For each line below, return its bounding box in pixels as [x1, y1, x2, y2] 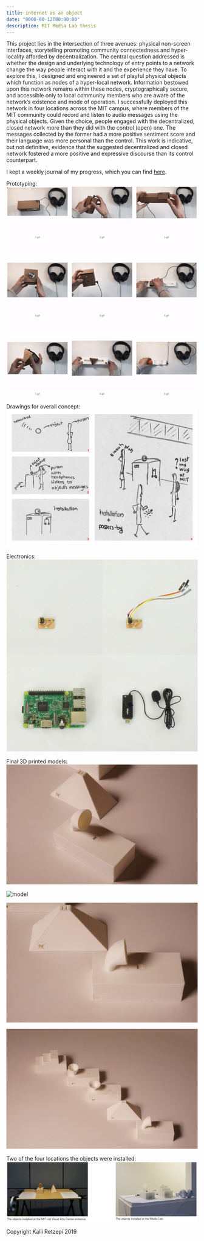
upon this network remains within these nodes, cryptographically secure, [6, 85, 189, 93]
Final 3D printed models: [6, 758, 68, 765]
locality [6, 53, 25, 60]
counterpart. [6, 156, 38, 164]
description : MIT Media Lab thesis [6, 23, 97, 29]
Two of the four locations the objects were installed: [6, 1155, 137, 1162]
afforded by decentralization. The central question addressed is [25, 53, 185, 60]
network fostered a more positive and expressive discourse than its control [6, 150, 194, 158]
